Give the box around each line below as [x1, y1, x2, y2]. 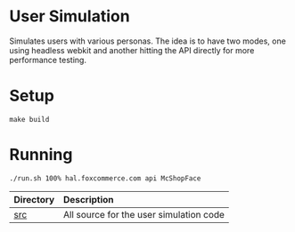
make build [9, 115, 50, 124]
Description [62, 193, 114, 205]
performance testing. [9, 54, 87, 65]
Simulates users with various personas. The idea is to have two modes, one [9, 36, 287, 46]
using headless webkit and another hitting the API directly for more [9, 44, 255, 55]
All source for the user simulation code [62, 208, 225, 220]
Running [9, 145, 73, 165]
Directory [13, 193, 55, 205]
